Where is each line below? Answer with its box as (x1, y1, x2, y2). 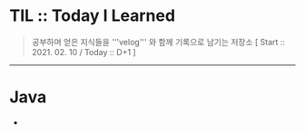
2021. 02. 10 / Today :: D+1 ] (31, 46, 136, 57)
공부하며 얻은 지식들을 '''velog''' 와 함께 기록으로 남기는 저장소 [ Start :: (31, 36, 286, 47)
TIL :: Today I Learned (9, 5, 175, 26)
